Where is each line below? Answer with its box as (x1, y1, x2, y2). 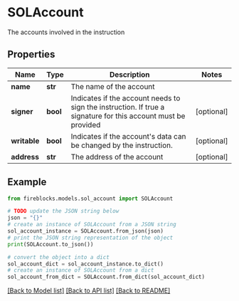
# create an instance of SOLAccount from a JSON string (7, 221, 176, 228)
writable (11, 136, 40, 146)
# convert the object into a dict (7, 253, 110, 260)
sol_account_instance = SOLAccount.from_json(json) (7, 228, 164, 235)
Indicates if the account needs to (70, 93, 181, 103)
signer (11, 106, 33, 116)
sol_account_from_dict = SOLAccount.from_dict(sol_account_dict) (7, 273, 205, 281)
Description (109, 69, 151, 79)
